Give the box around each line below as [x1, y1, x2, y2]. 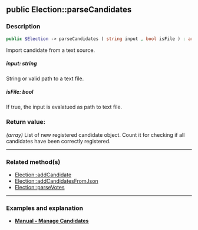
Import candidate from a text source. [6, 47, 95, 54]
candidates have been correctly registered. [6, 137, 111, 144]
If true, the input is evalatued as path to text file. [6, 103, 123, 110]
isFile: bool [6, 88, 34, 96]
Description [6, 22, 41, 31]
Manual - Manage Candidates [14, 218, 89, 225]
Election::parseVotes [14, 184, 65, 191]
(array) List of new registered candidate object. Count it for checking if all [6, 131, 185, 138]
